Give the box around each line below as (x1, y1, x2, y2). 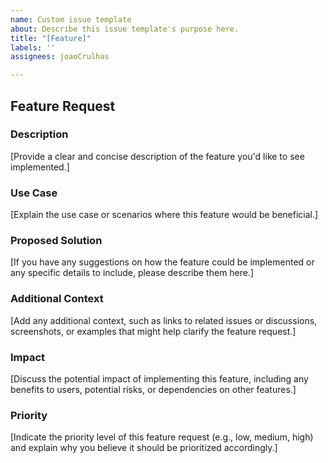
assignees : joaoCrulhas (10, 52, 110, 62)
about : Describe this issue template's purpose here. (10, 24, 240, 34)
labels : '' (10, 42, 56, 53)
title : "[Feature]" (10, 33, 92, 43)
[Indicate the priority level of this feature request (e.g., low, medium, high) (10, 431, 314, 443)
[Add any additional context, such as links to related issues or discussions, (10, 314, 318, 326)
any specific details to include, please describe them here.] (10, 267, 255, 279)
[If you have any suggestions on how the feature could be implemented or (10, 256, 315, 268)
